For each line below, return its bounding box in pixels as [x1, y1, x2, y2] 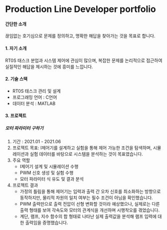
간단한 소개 [5, 21, 26, 27]
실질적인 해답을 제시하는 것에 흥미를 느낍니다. [5, 63, 93, 69]
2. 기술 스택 [5, 76, 28, 82]
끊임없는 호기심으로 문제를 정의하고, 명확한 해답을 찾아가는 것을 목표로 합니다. [5, 33, 156, 39]
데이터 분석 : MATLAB [12, 100, 56, 106]
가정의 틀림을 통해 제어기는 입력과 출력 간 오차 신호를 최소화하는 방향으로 [19, 189, 161, 195]
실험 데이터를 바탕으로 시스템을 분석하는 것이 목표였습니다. [29, 151, 143, 157]
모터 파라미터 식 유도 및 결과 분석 [19, 176, 84, 182]
